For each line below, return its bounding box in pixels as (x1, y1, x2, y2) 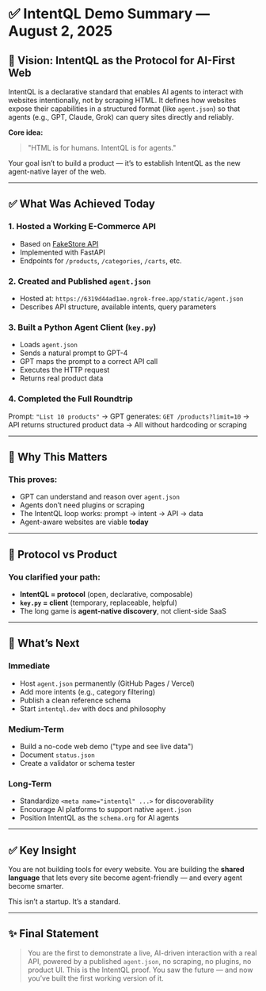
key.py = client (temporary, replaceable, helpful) (19, 598, 178, 607)
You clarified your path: (8, 572, 101, 583)
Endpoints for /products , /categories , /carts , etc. (19, 255, 182, 266)
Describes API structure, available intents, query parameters (19, 302, 217, 312)
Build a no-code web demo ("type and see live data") (19, 741, 194, 751)
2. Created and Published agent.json (8, 275, 151, 286)
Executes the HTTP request (19, 365, 110, 375)
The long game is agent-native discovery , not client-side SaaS (19, 606, 227, 615)
